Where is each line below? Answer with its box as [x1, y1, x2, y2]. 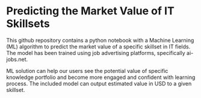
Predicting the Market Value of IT [6, 4, 175, 18]
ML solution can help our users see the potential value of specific [6, 67, 169, 74]
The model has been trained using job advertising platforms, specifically [6, 49, 185, 56]
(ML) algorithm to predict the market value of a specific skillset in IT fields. [6, 43, 191, 50]
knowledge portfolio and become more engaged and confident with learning [6, 73, 196, 81]
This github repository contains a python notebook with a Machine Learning [6, 36, 194, 44]
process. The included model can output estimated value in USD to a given [6, 79, 192, 87]
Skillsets [6, 17, 50, 30]
